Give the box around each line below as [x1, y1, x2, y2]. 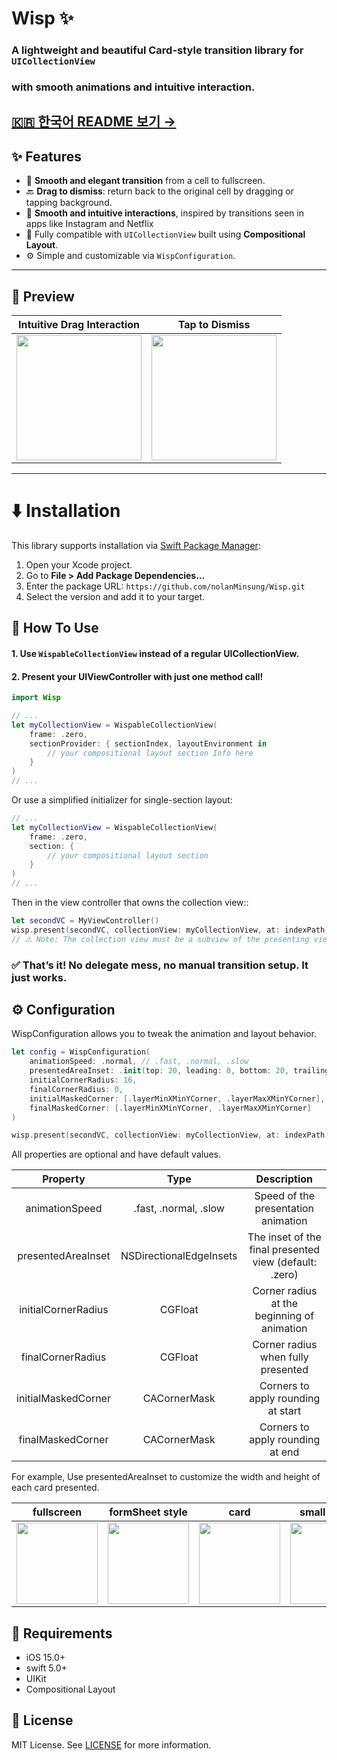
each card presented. [11, 1482, 100, 1494]
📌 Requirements [11, 1625, 113, 1642]
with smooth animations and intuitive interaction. [11, 80, 256, 94]
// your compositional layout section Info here [47, 748, 254, 758]
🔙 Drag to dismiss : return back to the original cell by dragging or [25, 185, 294, 197]
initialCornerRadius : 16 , [29, 1075, 138, 1086]
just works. [11, 970, 68, 984]
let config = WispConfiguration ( [11, 1047, 151, 1057]
